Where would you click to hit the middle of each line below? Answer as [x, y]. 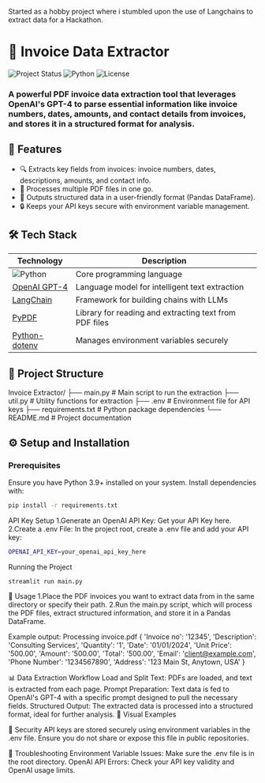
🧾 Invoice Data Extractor [89, 52]
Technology [40, 261]
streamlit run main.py [45, 581]
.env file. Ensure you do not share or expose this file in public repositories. [129, 738]
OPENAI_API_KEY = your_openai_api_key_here [77, 552]
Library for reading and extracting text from [156, 313]
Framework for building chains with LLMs [152, 300]
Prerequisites [34, 465]
